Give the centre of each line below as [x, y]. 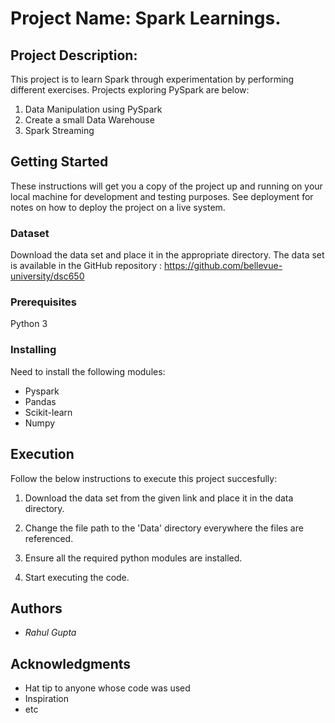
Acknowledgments [71, 663]
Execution [42, 454]
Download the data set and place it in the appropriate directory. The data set [167, 255]
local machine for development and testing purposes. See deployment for [162, 196]
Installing [33, 350]
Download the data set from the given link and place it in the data [159, 498]
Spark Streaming [59, 130]
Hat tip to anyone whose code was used [107, 688]
